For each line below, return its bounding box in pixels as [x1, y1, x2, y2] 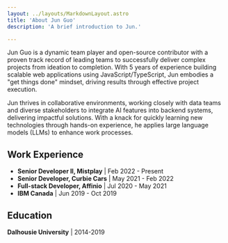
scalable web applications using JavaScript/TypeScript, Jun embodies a [7, 70, 214, 79]
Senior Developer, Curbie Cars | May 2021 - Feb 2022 [17, 175, 174, 183]
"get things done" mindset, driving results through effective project [7, 78, 199, 86]
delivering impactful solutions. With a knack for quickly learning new [7, 113, 203, 122]
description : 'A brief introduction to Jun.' [7, 23, 141, 30]
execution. [7, 85, 38, 94]
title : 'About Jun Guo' [7, 17, 76, 24]
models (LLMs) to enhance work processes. [7, 128, 133, 136]
